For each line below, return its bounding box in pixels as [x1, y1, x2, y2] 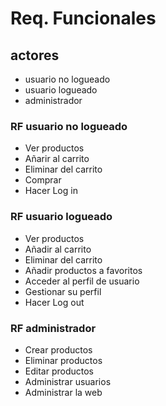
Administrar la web [24, 386, 103, 398]
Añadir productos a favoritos [24, 264, 143, 276]
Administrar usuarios [24, 375, 112, 387]
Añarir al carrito [24, 153, 90, 165]
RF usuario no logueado [10, 119, 128, 133]
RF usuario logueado [10, 210, 113, 224]
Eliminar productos [24, 354, 103, 366]
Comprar [24, 174, 62, 186]
